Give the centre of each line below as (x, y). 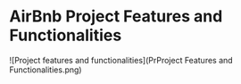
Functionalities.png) (46, 70)
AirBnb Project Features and (116, 17)
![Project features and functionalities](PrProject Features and (121, 60)
